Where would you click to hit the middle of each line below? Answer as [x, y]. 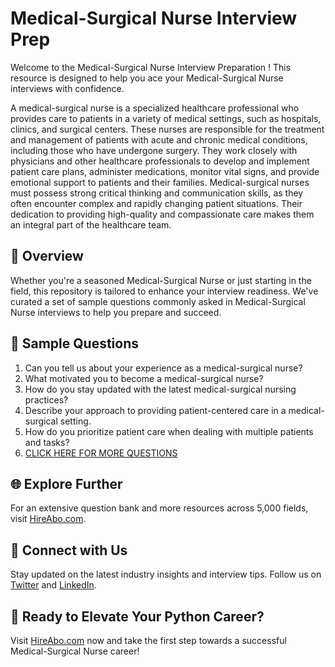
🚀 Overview [47, 256]
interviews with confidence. [67, 88]
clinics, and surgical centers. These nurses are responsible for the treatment [167, 129]
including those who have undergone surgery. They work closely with [154, 150]
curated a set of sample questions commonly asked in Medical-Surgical [158, 301]
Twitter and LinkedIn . [53, 585]
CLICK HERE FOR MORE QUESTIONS [101, 453]
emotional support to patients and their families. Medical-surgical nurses [160, 182]
